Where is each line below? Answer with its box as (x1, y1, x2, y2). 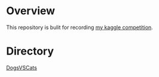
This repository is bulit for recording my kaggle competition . (6, 24, 153, 31)
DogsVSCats (6, 64, 38, 71)
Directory (6, 44, 54, 58)
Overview (6, 4, 55, 18)
